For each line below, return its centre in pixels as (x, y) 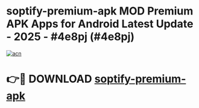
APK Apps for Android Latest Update (100, 24)
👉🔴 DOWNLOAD (49, 79)
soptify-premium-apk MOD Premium (100, 11)
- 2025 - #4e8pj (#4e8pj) (70, 37)
